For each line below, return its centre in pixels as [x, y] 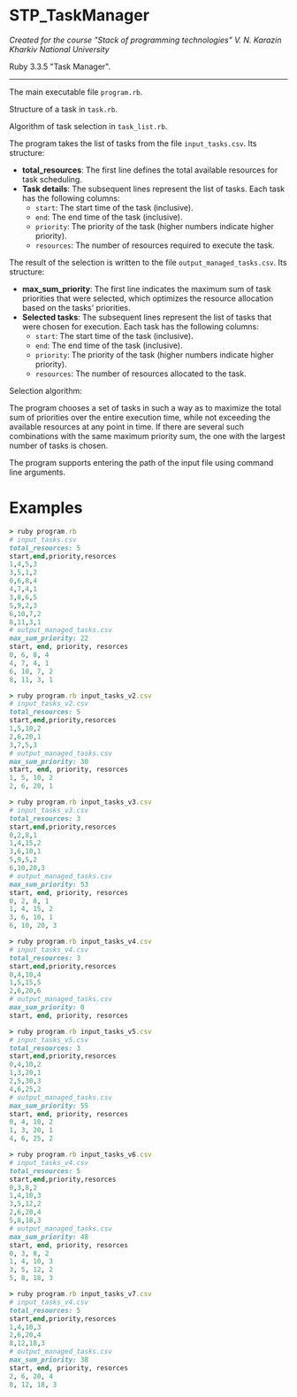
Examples [46, 508]
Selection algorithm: [46, 390]
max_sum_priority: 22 [49, 638]
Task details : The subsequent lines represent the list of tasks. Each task [153, 189]
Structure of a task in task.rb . [63, 109]
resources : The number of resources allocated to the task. [141, 374]
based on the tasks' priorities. [76, 307]
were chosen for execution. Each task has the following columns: [140, 326]
